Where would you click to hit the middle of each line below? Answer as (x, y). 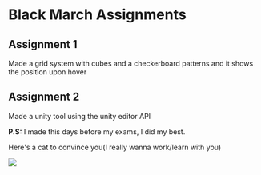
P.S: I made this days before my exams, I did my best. (97, 131)
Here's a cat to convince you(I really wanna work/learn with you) (115, 147)
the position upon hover (48, 72)
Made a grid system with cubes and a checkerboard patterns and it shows (131, 63)
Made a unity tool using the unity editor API (80, 116)
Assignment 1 (43, 44)
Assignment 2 (44, 97)
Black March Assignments (97, 15)
